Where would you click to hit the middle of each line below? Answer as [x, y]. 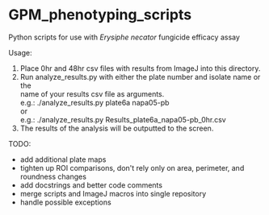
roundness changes [53, 176]
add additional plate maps [63, 159]
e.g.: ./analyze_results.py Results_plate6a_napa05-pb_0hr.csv [123, 119]
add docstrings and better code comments [91, 185]
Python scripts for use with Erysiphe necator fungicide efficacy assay [124, 37]
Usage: [20, 52]
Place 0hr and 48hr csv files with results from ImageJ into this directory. [140, 68]
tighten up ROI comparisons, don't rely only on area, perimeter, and [132, 167]
